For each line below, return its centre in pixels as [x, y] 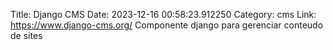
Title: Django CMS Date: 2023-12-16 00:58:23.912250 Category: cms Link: [163, 14]
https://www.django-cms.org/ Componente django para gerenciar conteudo [167, 25]
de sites [26, 35]
